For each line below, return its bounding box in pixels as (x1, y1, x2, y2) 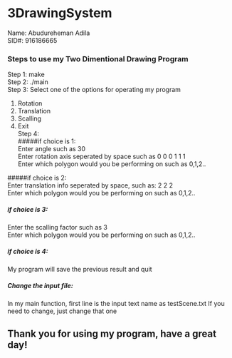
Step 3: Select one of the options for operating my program (7, 86, 181, 94)
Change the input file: (7, 281, 73, 290)
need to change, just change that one (7, 307, 117, 315)
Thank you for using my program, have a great (7, 327, 217, 339)
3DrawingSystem (7, 5, 112, 21)
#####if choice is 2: (7, 173, 67, 183)
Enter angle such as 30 (17, 145, 86, 153)
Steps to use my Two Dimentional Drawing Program (7, 53, 189, 63)
